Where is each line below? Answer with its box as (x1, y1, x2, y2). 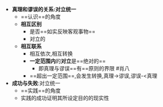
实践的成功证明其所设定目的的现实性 (20, 95, 110, 101)
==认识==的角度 (20, 13, 61, 20)
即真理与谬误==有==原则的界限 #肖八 (38, 65, 130, 72)
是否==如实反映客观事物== (29, 28, 96, 35)
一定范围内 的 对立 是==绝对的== (29, 57, 106, 64)
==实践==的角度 (20, 87, 61, 94)
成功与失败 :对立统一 (11, 80, 60, 86)
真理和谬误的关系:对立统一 (11, 6, 76, 12)
